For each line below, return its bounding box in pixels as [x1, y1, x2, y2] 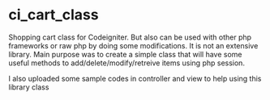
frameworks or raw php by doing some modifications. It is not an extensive [8, 40, 259, 50]
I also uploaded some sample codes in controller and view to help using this [8, 73, 262, 83]
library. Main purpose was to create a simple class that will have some [8, 49, 242, 59]
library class [8, 82, 49, 92]
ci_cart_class [8, 6, 99, 24]
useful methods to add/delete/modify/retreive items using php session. [8, 58, 246, 68]
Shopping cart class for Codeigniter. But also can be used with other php [8, 32, 252, 42]
